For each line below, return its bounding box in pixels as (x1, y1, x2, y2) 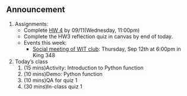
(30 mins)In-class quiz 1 (23, 82, 83, 90)
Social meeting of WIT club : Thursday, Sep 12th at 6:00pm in (32, 45, 181, 52)
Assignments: (14, 20, 49, 27)
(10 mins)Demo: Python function (23, 70, 103, 77)
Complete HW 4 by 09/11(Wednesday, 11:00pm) (23, 27, 140, 34)
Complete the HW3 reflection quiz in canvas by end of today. (23, 32, 173, 40)
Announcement (6, 5, 65, 15)
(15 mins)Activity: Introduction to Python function (23, 64, 144, 71)
